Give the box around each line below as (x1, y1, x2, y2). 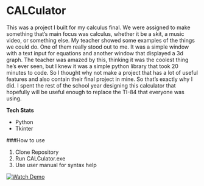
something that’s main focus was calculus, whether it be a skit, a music (6, 30, 185, 37)
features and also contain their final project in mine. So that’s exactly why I (6, 75, 193, 83)
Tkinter (15, 125, 33, 132)
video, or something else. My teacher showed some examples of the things (6, 36, 195, 44)
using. (6, 95, 22, 102)
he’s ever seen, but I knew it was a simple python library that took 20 (6, 62, 178, 70)
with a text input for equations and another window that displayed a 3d (6, 49, 184, 57)
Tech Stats (6, 106, 35, 114)
